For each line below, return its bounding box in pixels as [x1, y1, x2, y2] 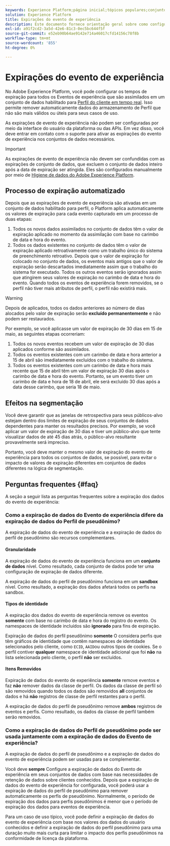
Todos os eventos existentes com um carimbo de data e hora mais [12, 363, 151, 369]
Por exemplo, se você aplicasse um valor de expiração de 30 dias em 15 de [5, 326, 162, 332]
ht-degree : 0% [5, 45, 35, 50]
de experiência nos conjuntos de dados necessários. [5, 136, 115, 142]
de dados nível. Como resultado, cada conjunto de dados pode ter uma [5, 563, 154, 569]
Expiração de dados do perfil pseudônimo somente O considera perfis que [5, 633, 162, 639]
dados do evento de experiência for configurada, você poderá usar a [5, 783, 149, 789]
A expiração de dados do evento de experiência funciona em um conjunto [5, 558, 160, 564]
